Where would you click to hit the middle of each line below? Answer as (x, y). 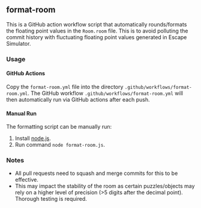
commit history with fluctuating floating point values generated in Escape (97, 37)
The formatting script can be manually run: (59, 127)
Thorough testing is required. (51, 199)
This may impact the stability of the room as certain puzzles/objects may (105, 186)
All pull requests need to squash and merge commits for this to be (96, 173)
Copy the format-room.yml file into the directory (65, 87)
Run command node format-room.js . (60, 145)
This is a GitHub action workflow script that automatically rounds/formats (97, 24)
